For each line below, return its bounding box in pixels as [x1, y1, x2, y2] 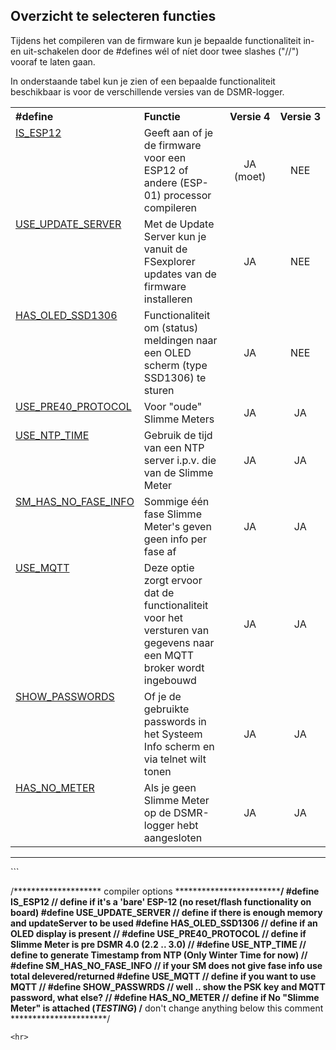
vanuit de [143, 242, 188, 256]
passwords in [143, 714, 207, 728]
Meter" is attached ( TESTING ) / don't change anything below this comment [10, 1002, 324, 1014]
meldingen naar [143, 333, 218, 347]
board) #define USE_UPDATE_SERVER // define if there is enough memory [10, 906, 323, 918]
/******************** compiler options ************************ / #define [10, 885, 320, 897]
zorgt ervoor [143, 573, 203, 587]
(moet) [233, 169, 267, 183]
